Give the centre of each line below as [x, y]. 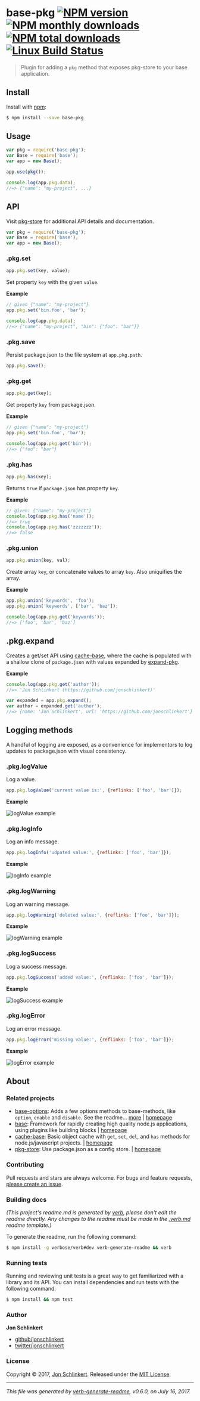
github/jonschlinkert [39, 1340]
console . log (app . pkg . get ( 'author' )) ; [53, 684]
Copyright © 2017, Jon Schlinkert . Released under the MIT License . [89, 1374]
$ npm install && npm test [40, 1300]
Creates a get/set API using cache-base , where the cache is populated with [99, 655]
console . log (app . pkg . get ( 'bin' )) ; [49, 443]
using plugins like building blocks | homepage [71, 1130]
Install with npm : [26, 107]
